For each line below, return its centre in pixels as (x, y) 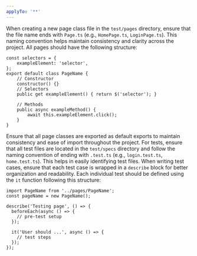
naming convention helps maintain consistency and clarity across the (90, 41)
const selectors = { (32, 58)
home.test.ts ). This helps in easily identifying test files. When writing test (95, 161)
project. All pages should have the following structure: (72, 47)
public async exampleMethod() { (56, 110)
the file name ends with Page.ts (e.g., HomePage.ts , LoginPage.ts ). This (92, 35)
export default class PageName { (47, 73)
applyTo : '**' (24, 12)
